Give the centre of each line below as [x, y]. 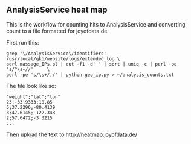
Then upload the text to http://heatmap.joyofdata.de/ [72, 134]
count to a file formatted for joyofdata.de [57, 31]
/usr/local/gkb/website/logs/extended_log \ [63, 59]
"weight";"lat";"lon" [34, 97]
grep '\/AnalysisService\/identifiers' [57, 54]
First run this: [23, 42]
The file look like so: [31, 86]
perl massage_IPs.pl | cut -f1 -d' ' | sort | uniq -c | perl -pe [92, 64]
